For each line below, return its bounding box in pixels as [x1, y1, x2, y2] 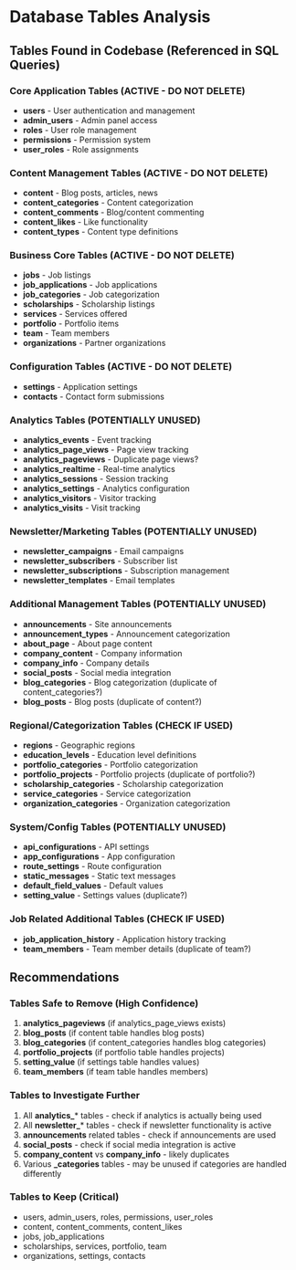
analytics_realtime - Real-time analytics [22, 464, 175, 475]
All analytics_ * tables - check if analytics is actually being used [22, 1109, 262, 1120]
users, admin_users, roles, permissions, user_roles [22, 1212, 214, 1223]
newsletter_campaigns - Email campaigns [22, 546, 185, 557]
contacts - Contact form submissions [22, 391, 164, 402]
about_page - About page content [22, 637, 153, 649]
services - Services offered [22, 309, 128, 320]
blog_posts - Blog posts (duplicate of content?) [22, 696, 203, 707]
